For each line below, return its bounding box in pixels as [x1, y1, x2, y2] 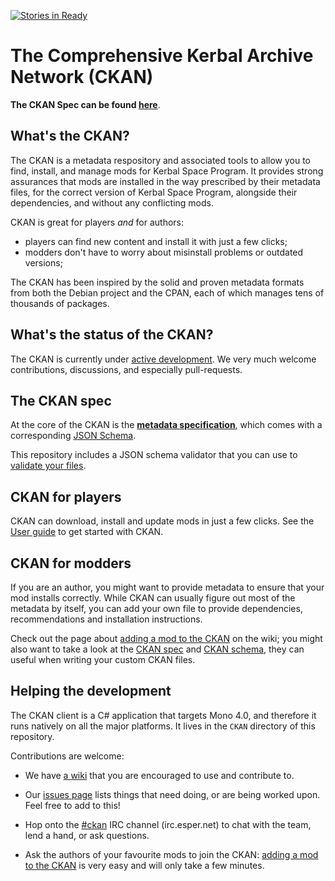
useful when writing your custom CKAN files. [10, 654, 196, 665]
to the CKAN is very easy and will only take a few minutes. [24, 859, 265, 871]
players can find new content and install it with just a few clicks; [24, 235, 288, 247]
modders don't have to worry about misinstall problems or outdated [24, 246, 304, 258]
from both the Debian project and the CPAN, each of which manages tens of [10, 286, 325, 299]
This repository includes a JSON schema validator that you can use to [10, 449, 298, 461]
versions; [24, 256, 63, 269]
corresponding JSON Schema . [10, 430, 137, 442]
